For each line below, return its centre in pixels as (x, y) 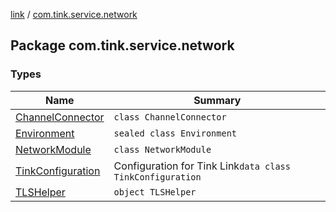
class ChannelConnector (170, 117)
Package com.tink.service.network (122, 45)
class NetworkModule (162, 149)
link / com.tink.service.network (74, 14)
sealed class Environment (175, 133)
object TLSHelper (155, 192)
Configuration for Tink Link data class (202, 166)
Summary (217, 100)
